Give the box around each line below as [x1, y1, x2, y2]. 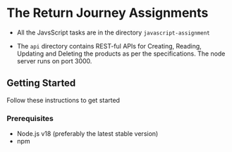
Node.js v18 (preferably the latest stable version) [16, 129, 159, 138]
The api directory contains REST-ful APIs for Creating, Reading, [16, 42, 202, 50]
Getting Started [6, 77, 76, 89]
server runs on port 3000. [16, 56, 92, 65]
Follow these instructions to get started [6, 96, 121, 104]
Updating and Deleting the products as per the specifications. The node [16, 49, 226, 58]
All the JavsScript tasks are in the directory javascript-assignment [16, 28, 211, 37]
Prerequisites [6, 113, 54, 123]
